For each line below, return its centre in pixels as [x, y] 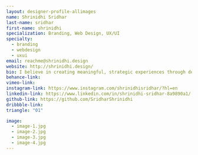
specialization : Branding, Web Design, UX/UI [63, 34]
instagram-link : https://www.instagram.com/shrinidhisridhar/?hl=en [92, 88]
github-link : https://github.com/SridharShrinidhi [70, 99]
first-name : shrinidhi [34, 28]
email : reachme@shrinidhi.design [47, 61]
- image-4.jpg [29, 143]
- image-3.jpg [29, 137]
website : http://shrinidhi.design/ [50, 66]
